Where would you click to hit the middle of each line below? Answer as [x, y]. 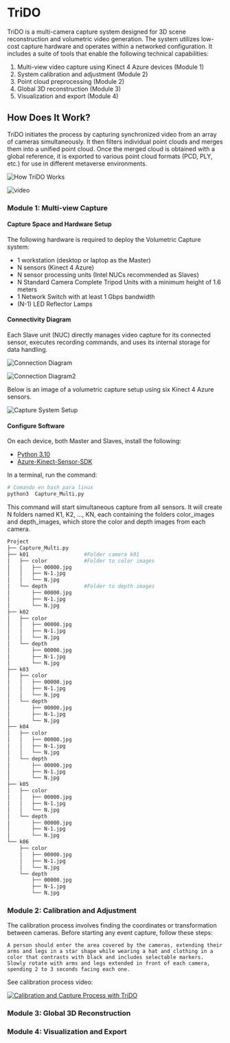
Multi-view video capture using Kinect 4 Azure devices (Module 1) [111, 67]
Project [18, 542]
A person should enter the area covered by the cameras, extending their [115, 945]
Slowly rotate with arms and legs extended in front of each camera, [109, 963]
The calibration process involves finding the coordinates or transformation [112, 926]
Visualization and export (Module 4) [68, 96]
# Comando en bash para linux [50, 488]
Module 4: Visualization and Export [67, 1032]
